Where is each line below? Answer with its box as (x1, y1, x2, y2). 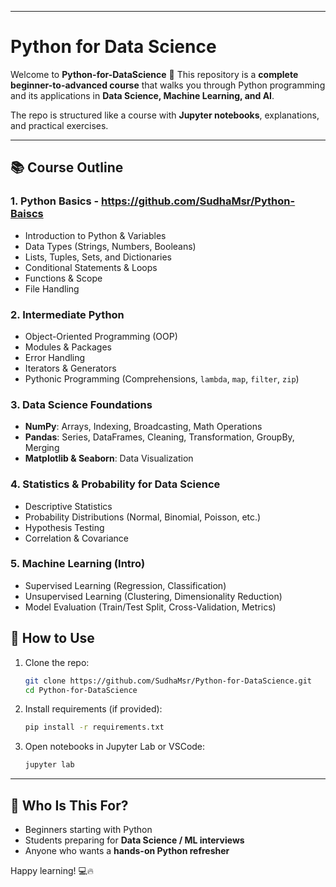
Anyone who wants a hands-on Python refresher (24, 844, 230, 856)
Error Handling (24, 351, 86, 363)
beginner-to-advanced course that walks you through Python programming (10, 79, 326, 91)
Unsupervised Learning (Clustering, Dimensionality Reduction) (24, 590, 283, 602)
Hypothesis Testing (24, 521, 105, 533)
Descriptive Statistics (24, 500, 113, 512)
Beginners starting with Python (24, 823, 153, 835)
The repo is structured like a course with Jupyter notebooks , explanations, (10, 109, 320, 121)
